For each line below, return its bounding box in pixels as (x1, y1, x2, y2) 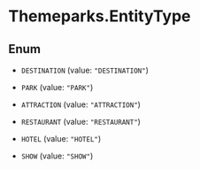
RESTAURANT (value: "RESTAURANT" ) (20, 117, 141, 127)
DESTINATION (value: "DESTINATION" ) (20, 65, 150, 75)
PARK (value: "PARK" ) (20, 82, 94, 92)
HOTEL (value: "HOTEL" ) (20, 134, 102, 143)
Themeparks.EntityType (8, 6, 191, 27)
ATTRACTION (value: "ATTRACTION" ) (20, 99, 141, 110)
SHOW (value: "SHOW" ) (20, 150, 94, 161)
